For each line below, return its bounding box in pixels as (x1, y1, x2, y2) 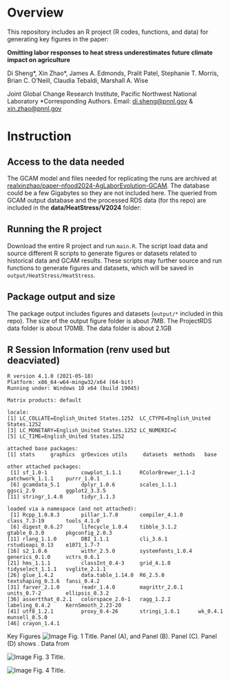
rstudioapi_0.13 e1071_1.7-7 (7, 542, 100, 549)
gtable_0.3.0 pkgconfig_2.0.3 (7, 529, 112, 537)
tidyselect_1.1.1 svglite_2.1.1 (7, 566, 107, 573)
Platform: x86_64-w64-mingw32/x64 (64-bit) (7, 379, 134, 386)
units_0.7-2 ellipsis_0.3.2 (7, 590, 109, 597)
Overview (7, 5, 64, 21)
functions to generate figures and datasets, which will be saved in (7, 263, 194, 272)
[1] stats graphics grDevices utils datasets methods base (7, 451, 217, 458)
